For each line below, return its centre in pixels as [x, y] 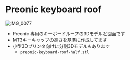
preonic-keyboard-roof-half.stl [55, 52]
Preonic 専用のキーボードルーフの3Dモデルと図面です [69, 33]
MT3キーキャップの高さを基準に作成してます [60, 40]
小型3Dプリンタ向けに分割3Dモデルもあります [61, 46]
